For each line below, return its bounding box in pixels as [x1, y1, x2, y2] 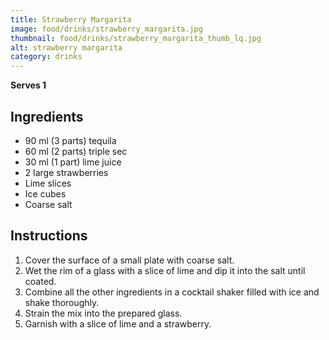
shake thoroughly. [24, 296, 100, 308]
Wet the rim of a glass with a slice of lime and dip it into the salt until [24, 264, 306, 276]
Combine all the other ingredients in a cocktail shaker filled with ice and [24, 286, 320, 298]
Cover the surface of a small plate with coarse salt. [24, 254, 235, 266]
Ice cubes [24, 187, 67, 200]
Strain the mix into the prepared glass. [24, 307, 183, 319]
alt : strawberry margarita [10, 42, 123, 53]
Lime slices [24, 177, 72, 189]
